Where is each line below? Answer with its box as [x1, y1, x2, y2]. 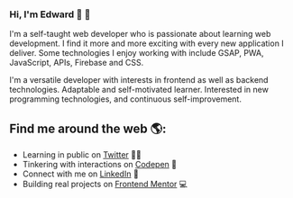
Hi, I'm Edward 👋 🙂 [9, 8, 91, 21]
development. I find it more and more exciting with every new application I [9, 38, 284, 49]
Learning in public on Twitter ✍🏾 [22, 149, 142, 160]
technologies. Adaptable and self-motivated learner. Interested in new [9, 85, 269, 95]
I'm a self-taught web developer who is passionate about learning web [9, 29, 271, 40]
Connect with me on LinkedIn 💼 [22, 168, 140, 179]
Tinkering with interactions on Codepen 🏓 [22, 159, 178, 170]
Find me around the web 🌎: [9, 121, 167, 136]
